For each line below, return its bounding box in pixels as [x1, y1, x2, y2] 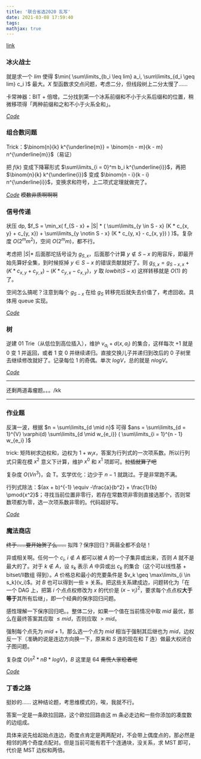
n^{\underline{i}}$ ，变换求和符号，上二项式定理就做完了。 [6, 178, 151, 186]
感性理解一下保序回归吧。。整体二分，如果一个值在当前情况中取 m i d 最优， [6, 607, 189, 615]
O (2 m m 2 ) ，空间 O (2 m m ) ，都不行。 [13, 237, 98, 244]
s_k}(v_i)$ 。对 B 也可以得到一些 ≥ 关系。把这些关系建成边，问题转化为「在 [6, 579, 190, 586]
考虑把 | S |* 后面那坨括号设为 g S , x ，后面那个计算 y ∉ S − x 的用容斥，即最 [6, 250, 189, 259]
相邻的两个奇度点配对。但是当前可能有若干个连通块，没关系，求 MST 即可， [6, 739, 194, 746]
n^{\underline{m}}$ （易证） [6, 150, 75, 158]
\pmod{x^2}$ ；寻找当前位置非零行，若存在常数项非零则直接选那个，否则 [6, 491, 185, 498]
